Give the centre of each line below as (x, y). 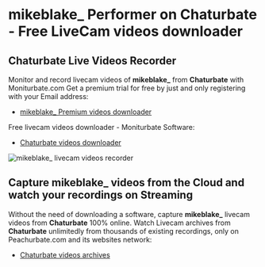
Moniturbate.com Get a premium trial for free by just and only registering (127, 88)
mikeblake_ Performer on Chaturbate (133, 15)
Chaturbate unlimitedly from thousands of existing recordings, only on (124, 231)
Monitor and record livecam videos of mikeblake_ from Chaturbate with (126, 80)
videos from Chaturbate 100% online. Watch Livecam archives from (120, 223)
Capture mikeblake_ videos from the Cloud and (126, 183)
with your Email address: (48, 96)
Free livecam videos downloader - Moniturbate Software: (102, 127)
